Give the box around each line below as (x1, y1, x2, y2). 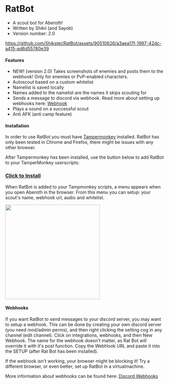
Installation (5, 122, 29, 129)
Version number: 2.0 (12, 30, 55, 36)
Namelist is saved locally (12, 84, 64, 91)
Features (5, 57, 24, 63)
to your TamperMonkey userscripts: (5, 160, 80, 166)
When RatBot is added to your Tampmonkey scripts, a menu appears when (5, 183, 161, 189)
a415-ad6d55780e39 (5, 45, 49, 51)
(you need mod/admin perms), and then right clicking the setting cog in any (5, 327, 162, 333)
